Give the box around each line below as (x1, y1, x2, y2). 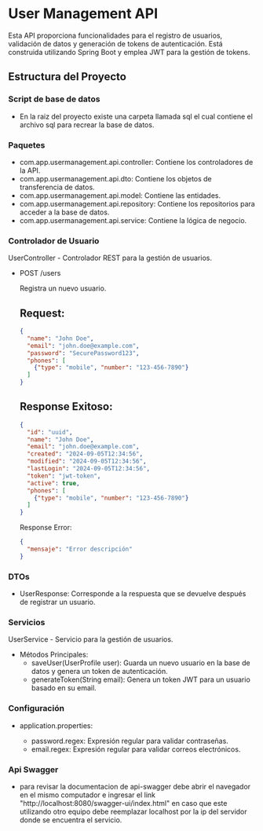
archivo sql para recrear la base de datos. (19, 119, 155, 130)
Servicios (8, 617, 46, 628)
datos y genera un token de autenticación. (31, 667, 169, 676)
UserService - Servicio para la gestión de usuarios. (8, 635, 174, 644)
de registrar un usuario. (19, 598, 96, 607)
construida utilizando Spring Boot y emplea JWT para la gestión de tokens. (8, 47, 250, 57)
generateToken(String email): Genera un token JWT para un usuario (31, 675, 251, 684)
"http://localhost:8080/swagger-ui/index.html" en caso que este (19, 799, 228, 808)
